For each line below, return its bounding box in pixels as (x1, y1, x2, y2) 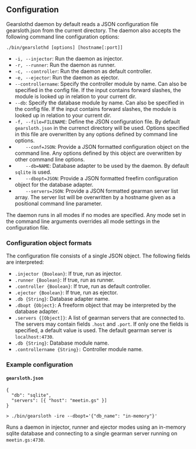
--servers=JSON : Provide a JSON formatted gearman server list (25, 187, 179, 195)
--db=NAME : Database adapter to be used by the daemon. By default (25, 162, 189, 169)
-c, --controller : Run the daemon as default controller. (14, 68, 152, 75)
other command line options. (14, 155, 85, 163)
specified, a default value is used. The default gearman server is (14, 327, 172, 334)
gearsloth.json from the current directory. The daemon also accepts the (6, 27, 181, 34)
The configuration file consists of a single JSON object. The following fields (6, 252, 191, 260)
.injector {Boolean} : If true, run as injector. (14, 270, 123, 278)
